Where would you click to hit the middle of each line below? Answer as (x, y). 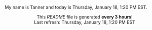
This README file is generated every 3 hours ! (85, 17)
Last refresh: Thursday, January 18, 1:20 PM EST (85, 22)
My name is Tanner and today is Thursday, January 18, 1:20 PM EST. (76, 7)
